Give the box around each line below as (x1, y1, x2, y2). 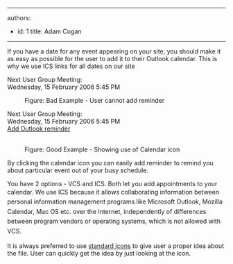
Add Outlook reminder (7, 124, 71, 133)
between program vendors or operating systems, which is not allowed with (7, 217, 221, 226)
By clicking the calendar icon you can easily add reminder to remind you (7, 159, 214, 167)
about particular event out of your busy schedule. (7, 166, 149, 174)
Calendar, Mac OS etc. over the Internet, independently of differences (7, 207, 207, 215)
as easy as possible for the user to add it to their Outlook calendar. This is (7, 55, 218, 63)
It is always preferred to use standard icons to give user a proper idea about (7, 241, 224, 250)
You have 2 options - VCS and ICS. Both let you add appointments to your (7, 180, 218, 188)
